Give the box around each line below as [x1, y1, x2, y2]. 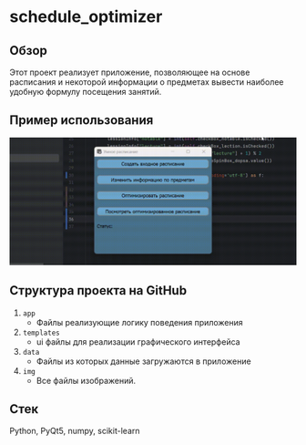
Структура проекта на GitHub [9, 283, 188, 298]
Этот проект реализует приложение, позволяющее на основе [9, 67, 250, 78]
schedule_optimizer [9, 6, 163, 27]
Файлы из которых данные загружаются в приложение [36, 356, 252, 367]
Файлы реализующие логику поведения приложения [36, 316, 243, 327]
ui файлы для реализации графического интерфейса [36, 336, 240, 347]
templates [22, 328, 61, 337]
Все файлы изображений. [36, 375, 137, 386]
